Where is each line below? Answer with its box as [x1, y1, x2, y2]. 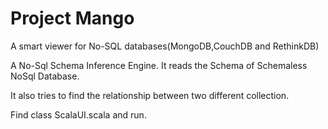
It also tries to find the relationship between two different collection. [10, 89, 290, 101]
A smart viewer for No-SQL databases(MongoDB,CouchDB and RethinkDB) [10, 40, 320, 52]
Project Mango [10, 7, 135, 30]
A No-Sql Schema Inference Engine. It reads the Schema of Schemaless [10, 59, 308, 71]
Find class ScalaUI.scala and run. [10, 108, 147, 121]
